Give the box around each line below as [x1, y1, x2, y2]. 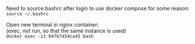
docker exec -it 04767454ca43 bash [6, 34, 94, 39]
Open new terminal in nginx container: [6, 21, 99, 28]
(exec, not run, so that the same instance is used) [6, 27, 126, 34]
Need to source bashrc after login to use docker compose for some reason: [6, 5, 190, 12]
